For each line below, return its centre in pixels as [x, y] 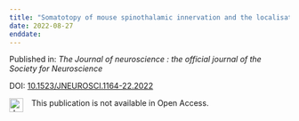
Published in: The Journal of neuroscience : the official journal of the [136, 60]
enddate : [25, 34]
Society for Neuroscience [56, 69]
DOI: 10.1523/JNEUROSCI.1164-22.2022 [81, 86]
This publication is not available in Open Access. [120, 103]
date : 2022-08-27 [41, 26]
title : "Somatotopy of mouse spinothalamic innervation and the [131, 17]
